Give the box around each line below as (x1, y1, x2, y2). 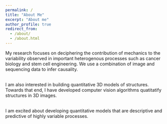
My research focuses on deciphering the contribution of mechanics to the (5, 49, 161, 56)
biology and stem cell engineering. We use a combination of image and (5, 61, 155, 67)
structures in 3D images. (5, 92, 57, 98)
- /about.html (10, 36, 40, 41)
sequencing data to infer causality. (5, 66, 78, 72)
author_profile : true (5, 21, 52, 27)
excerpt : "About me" (5, 17, 50, 22)
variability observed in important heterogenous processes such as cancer (5, 55, 161, 61)
